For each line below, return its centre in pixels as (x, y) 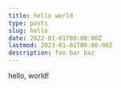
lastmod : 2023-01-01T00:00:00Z (60, 46)
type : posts (28, 23)
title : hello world (41, 16)
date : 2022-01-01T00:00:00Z (55, 38)
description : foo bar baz (51, 53)
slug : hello (28, 30)
